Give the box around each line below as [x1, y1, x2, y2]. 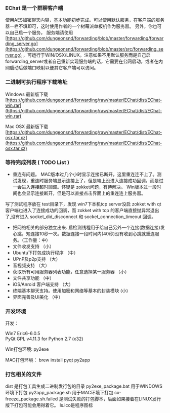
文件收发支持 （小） [12, 243, 54, 249]
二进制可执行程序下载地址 [5, 78, 68, 86]
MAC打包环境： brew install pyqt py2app [5, 357, 90, 363]
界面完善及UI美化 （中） [12, 294, 63, 300]
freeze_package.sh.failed [5, 396, 58, 402]
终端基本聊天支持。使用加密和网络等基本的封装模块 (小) [12, 287, 128, 294]
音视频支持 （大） [12, 262, 50, 268]
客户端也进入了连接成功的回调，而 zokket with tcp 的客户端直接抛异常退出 [5, 207, 159, 213]
